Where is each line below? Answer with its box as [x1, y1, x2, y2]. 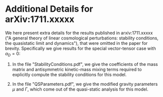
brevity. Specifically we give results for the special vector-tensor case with [5, 45, 156, 51]
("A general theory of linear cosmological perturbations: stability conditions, [5, 35, 159, 41]
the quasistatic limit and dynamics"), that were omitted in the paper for [5, 40, 148, 46]
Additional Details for [5, 3, 93, 15]
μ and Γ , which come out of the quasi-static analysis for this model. [12, 86, 149, 92]
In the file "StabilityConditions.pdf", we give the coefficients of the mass [12, 61, 158, 67]
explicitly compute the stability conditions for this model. [12, 72, 127, 78]
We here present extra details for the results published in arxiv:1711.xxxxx [5, 30, 153, 36]
